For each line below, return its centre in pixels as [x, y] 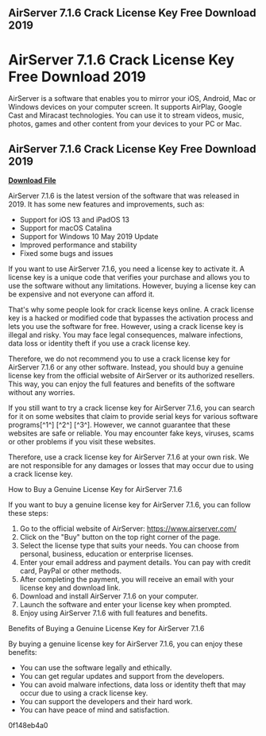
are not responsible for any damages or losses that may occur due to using [131, 466]
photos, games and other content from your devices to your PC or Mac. [125, 124]
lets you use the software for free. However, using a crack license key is [126, 327]
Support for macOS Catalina [66, 228]
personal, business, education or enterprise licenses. [106, 554]
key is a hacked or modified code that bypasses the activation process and [131, 318]
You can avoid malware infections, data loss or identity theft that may [133, 685]
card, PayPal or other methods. [70, 571]
